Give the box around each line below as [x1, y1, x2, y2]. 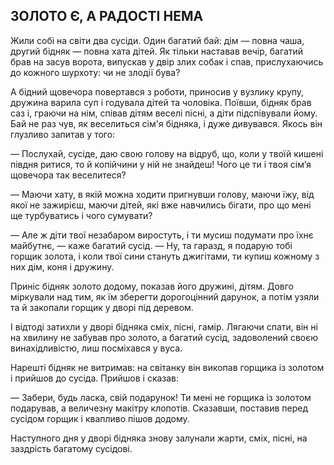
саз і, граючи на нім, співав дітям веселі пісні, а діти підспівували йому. [10, 107, 318, 119]
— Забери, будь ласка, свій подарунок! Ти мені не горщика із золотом [10, 391, 312, 403]
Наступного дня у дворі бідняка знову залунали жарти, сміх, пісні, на [10, 432, 308, 444]
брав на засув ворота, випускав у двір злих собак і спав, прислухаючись [10, 55, 324, 68]
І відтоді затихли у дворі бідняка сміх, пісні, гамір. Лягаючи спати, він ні [10, 320, 318, 333]
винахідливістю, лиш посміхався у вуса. [10, 342, 183, 354]
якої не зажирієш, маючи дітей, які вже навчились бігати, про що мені [10, 199, 312, 211]
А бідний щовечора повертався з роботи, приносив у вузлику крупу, [10, 85, 305, 98]
